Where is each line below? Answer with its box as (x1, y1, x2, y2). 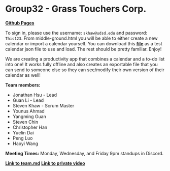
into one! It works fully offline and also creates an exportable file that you (5, 61, 158, 67)
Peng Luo (12, 135, 33, 141)
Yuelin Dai (12, 129, 34, 135)
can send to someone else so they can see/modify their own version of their (5, 67, 165, 73)
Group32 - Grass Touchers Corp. (5, 3, 147, 15)
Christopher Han (12, 124, 48, 130)
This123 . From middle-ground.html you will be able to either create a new (5, 35, 158, 41)
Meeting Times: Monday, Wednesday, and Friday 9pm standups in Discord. (5, 150, 164, 156)
